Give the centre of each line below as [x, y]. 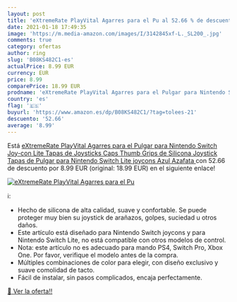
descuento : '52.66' [36, 119]
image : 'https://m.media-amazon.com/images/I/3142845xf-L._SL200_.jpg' [115, 34]
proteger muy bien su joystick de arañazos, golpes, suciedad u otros [117, 217]
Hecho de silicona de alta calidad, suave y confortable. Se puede [112, 210]
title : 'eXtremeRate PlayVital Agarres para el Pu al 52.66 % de [105, 20]
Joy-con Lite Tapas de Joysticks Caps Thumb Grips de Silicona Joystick [112, 153]
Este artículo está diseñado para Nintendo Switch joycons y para [111, 232]
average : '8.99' [31, 125]
